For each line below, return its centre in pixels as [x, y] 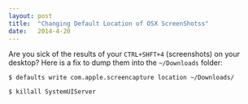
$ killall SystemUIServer [52, 92]
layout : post [30, 16]
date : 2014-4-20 [39, 31]
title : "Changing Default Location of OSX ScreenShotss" [109, 24]
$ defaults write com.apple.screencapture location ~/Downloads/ [121, 78]
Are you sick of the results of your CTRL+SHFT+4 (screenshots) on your [124, 54]
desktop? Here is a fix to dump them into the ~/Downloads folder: [115, 63]
